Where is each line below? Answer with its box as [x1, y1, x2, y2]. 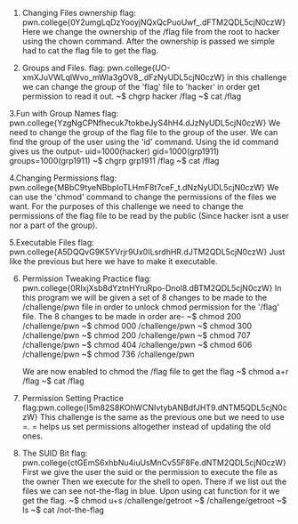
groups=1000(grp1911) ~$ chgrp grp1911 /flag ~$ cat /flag [9, 156, 220, 165]
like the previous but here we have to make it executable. [9, 256, 218, 266]
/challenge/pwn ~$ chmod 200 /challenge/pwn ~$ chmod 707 [21, 330, 251, 341]
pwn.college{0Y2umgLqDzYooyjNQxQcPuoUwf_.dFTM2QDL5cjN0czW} [21, 17, 286, 28]
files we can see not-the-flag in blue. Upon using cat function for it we [21, 486, 280, 496]
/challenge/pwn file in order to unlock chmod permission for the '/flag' [21, 302, 280, 312]
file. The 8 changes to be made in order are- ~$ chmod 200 [21, 311, 242, 321]
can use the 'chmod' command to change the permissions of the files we [9, 191, 278, 202]
